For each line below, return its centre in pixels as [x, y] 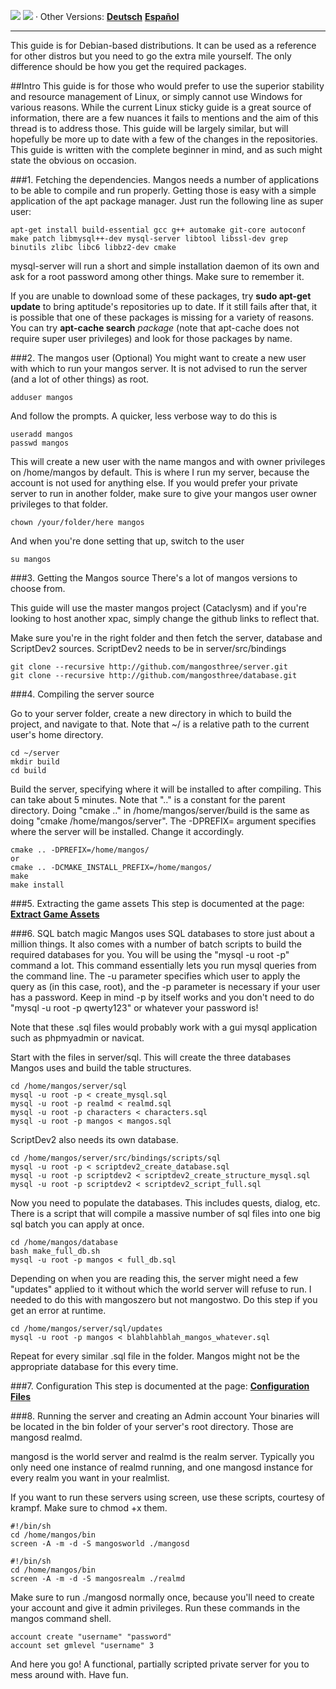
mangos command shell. [61, 1618]
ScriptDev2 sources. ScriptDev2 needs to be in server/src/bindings [148, 648]
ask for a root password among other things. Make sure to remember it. [157, 276]
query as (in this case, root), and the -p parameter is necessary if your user [165, 986]
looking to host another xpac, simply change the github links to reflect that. [165, 618]
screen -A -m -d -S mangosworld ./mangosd [100, 1544]
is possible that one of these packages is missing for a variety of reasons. [162, 317]
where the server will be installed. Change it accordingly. [127, 831]
